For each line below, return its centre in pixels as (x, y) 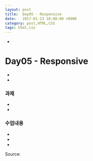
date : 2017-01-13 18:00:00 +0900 (41, 19)
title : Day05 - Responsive (33, 14)
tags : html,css (20, 28)
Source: (13, 154)
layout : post (18, 10)
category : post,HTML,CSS (30, 23)
